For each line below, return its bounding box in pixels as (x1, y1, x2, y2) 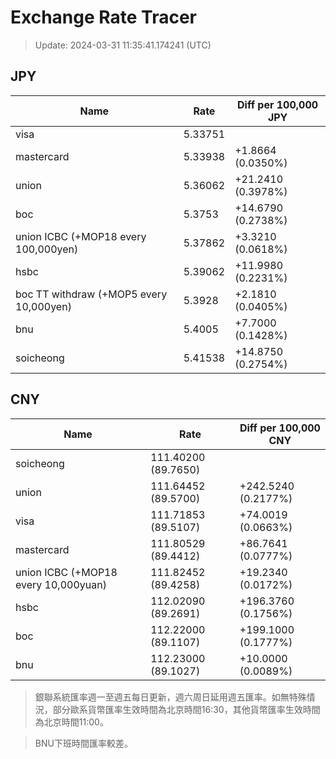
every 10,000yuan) (15, 577, 107, 591)
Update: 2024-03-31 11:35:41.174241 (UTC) (34, 39, 212, 51)
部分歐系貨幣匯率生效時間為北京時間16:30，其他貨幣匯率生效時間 (52, 703, 321, 715)
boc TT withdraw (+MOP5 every (15, 287, 168, 301)
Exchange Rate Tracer (10, 6, 198, 29)
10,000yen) (15, 299, 72, 313)
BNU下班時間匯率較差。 (34, 737, 133, 749)
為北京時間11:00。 (34, 716, 109, 728)
